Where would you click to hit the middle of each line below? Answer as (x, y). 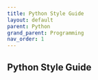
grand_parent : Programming (46, 33)
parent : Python (29, 26)
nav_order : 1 (26, 39)
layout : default (30, 20)
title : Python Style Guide (46, 13)
